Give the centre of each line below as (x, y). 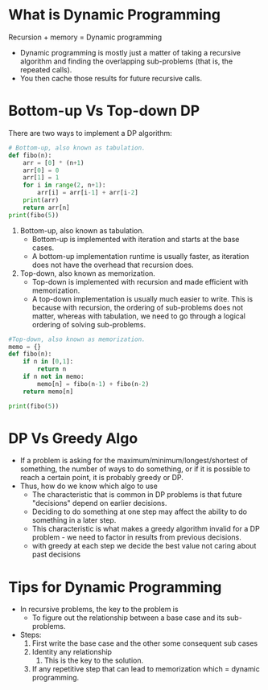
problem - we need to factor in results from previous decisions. (136, 537)
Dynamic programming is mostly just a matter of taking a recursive (130, 52)
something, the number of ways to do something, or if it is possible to (135, 469)
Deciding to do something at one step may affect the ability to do (140, 511)
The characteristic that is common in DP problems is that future (137, 495)
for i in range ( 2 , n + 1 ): (64, 185)
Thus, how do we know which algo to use (89, 486)
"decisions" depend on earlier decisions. (99, 503)
